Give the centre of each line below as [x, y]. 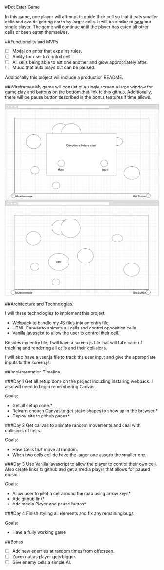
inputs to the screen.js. [28, 362]
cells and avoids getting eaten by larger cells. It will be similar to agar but [78, 22]
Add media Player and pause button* [49, 504]
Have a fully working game [39, 532]
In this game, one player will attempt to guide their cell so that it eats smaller [82, 16]
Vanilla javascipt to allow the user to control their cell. [66, 333]
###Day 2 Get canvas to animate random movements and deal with [73, 425]
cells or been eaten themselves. [37, 32]
